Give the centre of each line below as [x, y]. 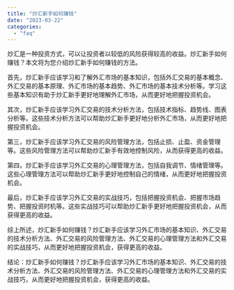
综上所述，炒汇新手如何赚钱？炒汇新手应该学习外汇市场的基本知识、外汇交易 [117, 230]
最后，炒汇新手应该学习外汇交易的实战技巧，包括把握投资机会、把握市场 [111, 198]
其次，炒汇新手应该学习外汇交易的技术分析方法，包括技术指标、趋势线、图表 [117, 109]
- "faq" [25, 33]
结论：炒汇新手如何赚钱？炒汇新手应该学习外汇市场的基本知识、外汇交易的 [114, 262]
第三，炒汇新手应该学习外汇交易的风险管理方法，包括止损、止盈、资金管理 [114, 142]
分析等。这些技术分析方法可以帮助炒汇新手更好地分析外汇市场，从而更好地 [114, 119]
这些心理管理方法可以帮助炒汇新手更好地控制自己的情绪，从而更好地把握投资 [117, 174]
